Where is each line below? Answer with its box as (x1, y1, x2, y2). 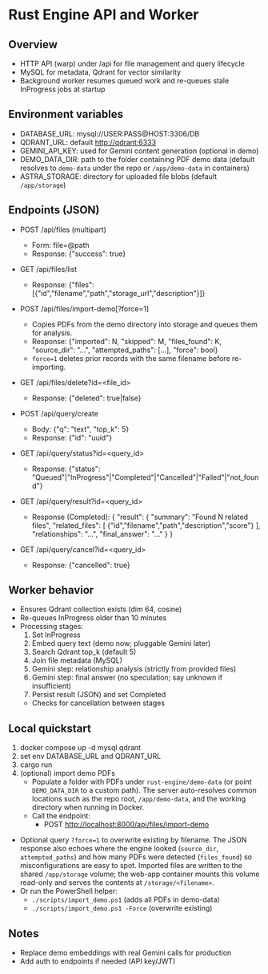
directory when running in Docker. (31, 802, 145, 812)
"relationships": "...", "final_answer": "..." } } (31, 529, 174, 538)
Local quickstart (8, 721, 92, 735)
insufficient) (31, 681, 72, 691)
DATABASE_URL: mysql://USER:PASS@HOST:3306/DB (19, 128, 200, 138)
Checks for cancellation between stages (31, 698, 166, 708)
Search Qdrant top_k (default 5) (31, 647, 137, 657)
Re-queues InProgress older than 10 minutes (19, 613, 167, 623)
